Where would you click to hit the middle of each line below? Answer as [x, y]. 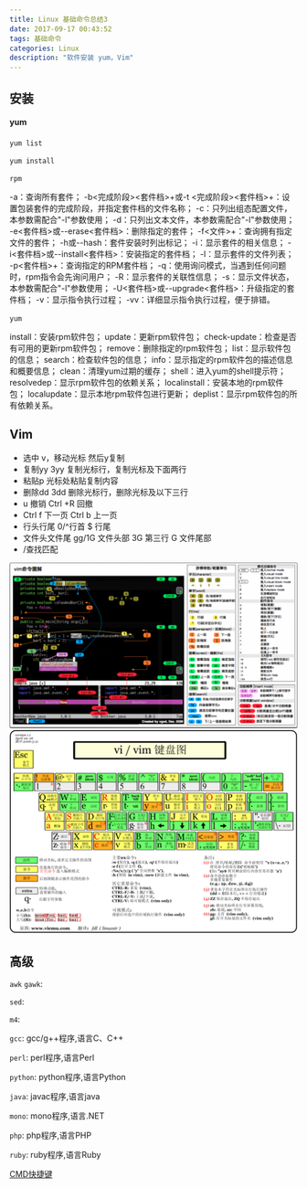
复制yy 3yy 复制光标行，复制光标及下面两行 [105, 469]
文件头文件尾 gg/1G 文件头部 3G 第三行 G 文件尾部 [117, 537]
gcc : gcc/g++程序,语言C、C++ [67, 1038]
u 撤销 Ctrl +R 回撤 [58, 504]
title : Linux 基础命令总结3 [58, 19]
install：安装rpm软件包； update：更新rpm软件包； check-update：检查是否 [153, 336]
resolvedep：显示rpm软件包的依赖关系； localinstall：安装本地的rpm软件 [147, 382]
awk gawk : [26, 984]
